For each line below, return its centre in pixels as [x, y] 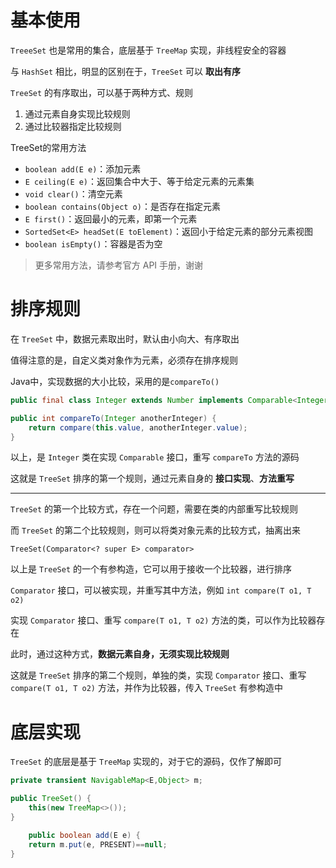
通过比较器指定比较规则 [73, 126]
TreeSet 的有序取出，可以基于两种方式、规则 [102, 92]
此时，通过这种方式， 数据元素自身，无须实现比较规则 [120, 654]
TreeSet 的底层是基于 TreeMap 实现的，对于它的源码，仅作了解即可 [146, 762]
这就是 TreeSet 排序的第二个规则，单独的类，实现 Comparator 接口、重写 [158, 675]
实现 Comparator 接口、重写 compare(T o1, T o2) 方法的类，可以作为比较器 [163, 620]
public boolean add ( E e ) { [84, 835]
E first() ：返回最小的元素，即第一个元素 [111, 218]
